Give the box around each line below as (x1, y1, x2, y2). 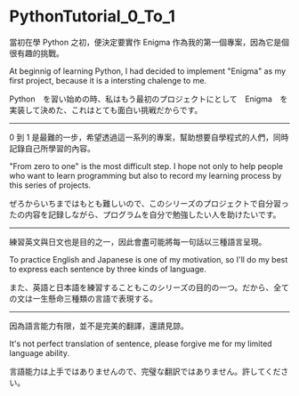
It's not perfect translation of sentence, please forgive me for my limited (9, 338, 273, 349)
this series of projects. (9, 180, 92, 190)
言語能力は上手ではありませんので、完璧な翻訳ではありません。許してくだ (9, 366, 281, 376)
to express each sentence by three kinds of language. (9, 263, 206, 274)
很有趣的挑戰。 (9, 47, 64, 59)
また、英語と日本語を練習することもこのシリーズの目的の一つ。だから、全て (9, 282, 289, 293)
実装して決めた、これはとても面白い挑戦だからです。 (9, 104, 203, 115)
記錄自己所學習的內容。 (9, 142, 95, 153)
